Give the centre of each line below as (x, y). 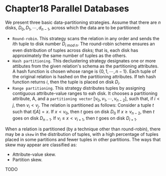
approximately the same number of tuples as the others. (70, 56)
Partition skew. (27, 160)
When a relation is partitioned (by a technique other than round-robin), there (83, 129)
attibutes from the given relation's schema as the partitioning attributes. (85, 66)
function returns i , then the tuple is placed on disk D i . (66, 82)
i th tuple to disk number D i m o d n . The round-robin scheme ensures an (83, 44)
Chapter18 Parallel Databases (67, 9)
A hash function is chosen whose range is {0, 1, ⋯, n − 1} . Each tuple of (84, 71)
